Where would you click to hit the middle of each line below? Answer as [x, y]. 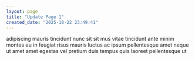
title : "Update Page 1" [35, 17]
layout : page [22, 11]
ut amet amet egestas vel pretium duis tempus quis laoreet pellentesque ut [96, 51]
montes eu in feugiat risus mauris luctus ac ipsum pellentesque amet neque [97, 45]
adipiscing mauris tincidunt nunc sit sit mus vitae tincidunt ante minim [90, 39]
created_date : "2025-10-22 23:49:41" [52, 22]
